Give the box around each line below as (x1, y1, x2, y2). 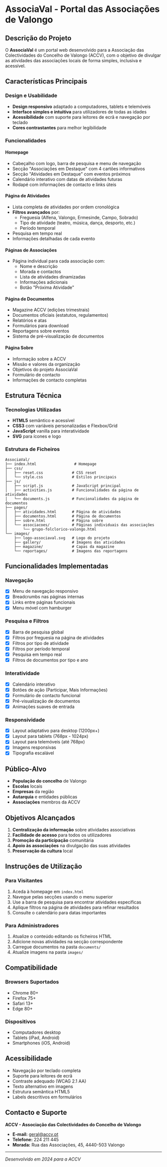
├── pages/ (5, 505, 28, 510)
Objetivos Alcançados (5, 813, 76, 822)
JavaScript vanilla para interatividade (12, 428, 89, 434)
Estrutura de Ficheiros (5, 446, 60, 453)
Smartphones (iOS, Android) (12, 1040, 71, 1046)
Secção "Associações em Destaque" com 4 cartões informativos (12, 166, 145, 172)
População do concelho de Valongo (12, 778, 87, 784)
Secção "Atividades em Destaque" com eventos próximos (12, 171, 131, 177)
